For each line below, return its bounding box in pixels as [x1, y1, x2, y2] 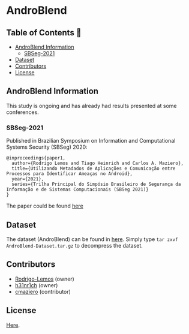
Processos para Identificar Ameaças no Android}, [6, 171, 133, 177]
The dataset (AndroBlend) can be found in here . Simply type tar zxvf [6, 235, 178, 243]
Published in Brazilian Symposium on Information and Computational [6, 137, 176, 145]
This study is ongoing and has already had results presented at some [6, 102, 177, 109]
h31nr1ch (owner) [14, 281, 58, 288]
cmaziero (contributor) [14, 288, 71, 295]
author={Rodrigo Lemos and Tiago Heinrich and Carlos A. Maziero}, [11, 160, 184, 167]
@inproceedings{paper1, [6, 155, 66, 161]
